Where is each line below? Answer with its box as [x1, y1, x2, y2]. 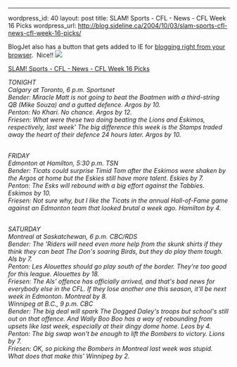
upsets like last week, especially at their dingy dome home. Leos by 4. [8, 322, 212, 330]
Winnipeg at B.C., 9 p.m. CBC [8, 300, 94, 308]
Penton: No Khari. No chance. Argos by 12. [8, 108, 132, 116]
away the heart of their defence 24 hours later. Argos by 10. [8, 131, 181, 139]
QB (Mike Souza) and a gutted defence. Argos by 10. [8, 101, 161, 109]
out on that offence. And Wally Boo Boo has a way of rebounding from [8, 314, 213, 323]
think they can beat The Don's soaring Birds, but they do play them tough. [8, 247, 224, 255]
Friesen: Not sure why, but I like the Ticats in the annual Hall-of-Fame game [8, 196, 229, 205]
